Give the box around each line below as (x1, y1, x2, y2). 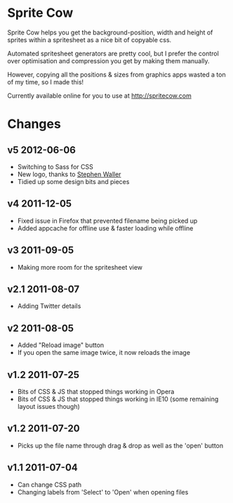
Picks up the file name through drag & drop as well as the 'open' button (17, 441, 223, 450)
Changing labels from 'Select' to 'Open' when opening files (17, 488, 189, 496)
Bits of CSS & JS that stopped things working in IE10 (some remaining (17, 395, 219, 403)
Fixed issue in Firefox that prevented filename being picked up (17, 216, 198, 225)
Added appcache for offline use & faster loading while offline (17, 223, 194, 233)
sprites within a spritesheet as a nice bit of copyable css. (7, 35, 172, 44)
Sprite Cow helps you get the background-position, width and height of (7, 28, 213, 37)
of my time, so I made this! (7, 77, 84, 86)
